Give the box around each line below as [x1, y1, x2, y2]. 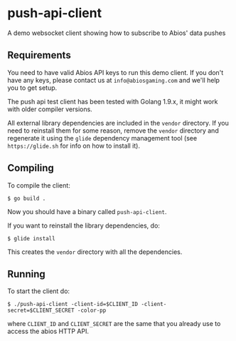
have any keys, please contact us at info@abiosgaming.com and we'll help [7, 76, 220, 84]
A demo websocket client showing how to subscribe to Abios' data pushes [7, 29, 226, 37]
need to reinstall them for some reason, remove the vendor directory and [7, 126, 219, 135]
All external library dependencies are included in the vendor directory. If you [7, 118, 229, 127]
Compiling [7, 162, 55, 174]
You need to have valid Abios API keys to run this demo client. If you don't [7, 68, 224, 76]
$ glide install [7, 235, 55, 242]
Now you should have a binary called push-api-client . [7, 207, 167, 215]
